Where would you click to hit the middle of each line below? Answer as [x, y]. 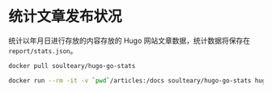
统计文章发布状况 [66, 17]
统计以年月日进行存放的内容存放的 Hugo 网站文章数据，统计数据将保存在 [130, 40]
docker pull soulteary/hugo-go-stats [72, 66]
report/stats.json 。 [43, 50]
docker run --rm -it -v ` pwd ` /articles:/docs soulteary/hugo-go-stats [130, 80]
